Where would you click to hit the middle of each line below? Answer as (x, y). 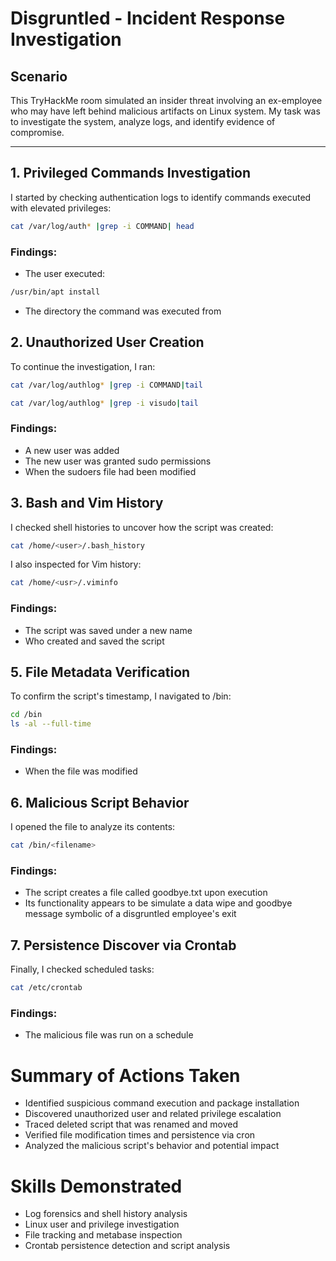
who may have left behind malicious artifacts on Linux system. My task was (165, 111)
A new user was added (72, 450)
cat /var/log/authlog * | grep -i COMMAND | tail (106, 385)
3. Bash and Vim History (87, 503)
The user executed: (65, 273)
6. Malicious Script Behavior (100, 802)
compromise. (37, 132)
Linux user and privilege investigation (102, 1224)
